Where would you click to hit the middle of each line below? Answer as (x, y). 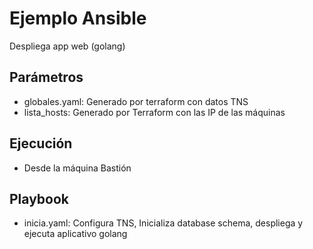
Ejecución (41, 143)
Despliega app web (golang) (67, 46)
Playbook (39, 198)
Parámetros (46, 77)
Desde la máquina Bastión (77, 168)
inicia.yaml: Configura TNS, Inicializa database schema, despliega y (163, 223)
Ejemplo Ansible (78, 18)
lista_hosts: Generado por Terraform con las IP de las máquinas (154, 112)
